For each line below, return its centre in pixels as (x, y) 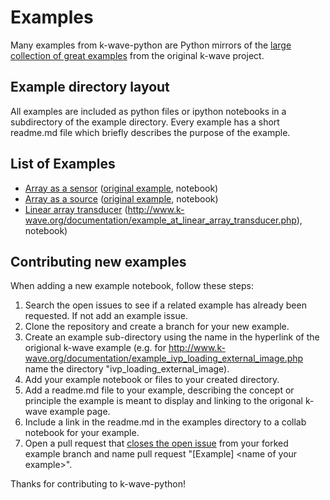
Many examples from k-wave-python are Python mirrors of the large (151, 45)
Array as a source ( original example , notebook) (121, 198)
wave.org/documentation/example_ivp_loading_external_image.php (164, 358)
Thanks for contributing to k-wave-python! (98, 484)
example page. (80, 412)
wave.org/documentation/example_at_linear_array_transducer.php (160, 220)
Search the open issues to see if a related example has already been (165, 305)
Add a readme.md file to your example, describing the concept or (159, 390)
